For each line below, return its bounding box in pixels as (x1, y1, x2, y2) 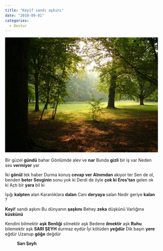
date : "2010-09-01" (5, 13, 45, 18)
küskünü (5, 212, 23, 217)
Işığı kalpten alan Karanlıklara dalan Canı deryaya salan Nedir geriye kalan (5, 192, 155, 197)
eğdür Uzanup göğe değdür (5, 231, 61, 237)
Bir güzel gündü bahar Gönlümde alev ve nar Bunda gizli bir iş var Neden (5, 157, 152, 163)
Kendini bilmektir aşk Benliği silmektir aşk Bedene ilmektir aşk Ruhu (5, 221, 142, 227)
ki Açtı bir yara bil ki (5, 182, 45, 188)
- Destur (9, 23, 27, 28)
